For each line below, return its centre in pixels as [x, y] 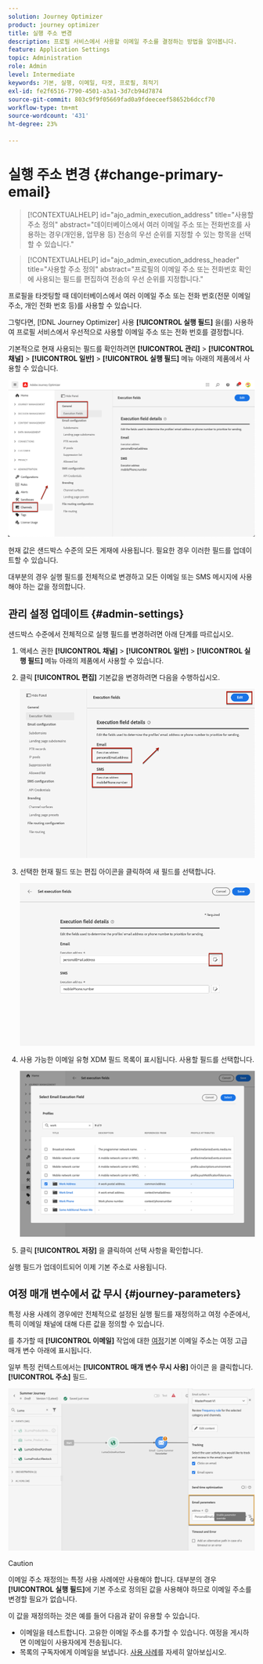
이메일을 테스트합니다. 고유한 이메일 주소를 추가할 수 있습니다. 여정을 [124, 1632]
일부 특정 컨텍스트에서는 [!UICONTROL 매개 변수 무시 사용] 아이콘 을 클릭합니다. [131, 1367]
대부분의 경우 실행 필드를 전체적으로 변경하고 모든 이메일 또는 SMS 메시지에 [123, 577]
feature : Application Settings [59, 50]
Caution [21, 1563]
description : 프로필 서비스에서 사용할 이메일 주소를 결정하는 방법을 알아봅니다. [122, 42]
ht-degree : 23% [33, 124]
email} [29, 192]
